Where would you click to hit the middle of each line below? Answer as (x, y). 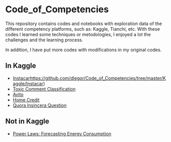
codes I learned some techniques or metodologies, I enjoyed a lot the (78, 34)
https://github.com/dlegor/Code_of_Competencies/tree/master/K (98, 78)
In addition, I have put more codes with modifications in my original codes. (83, 50)
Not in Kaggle (27, 121)
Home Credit (26, 100)
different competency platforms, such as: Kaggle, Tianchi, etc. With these (83, 29)
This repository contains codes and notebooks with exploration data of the (84, 23)
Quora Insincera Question (40, 105)
